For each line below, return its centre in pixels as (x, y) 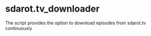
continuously (19, 28)
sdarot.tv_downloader (53, 9)
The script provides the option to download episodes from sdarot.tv (76, 23)
